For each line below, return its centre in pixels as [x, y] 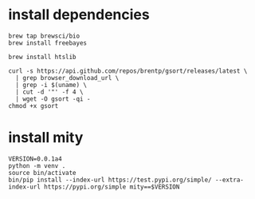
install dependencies [79, 15]
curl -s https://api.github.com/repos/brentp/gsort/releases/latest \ [128, 71]
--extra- [229, 180]
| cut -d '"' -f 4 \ [49, 92]
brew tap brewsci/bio [44, 36]
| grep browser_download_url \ [67, 78]
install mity [46, 138]
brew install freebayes [48, 43]
